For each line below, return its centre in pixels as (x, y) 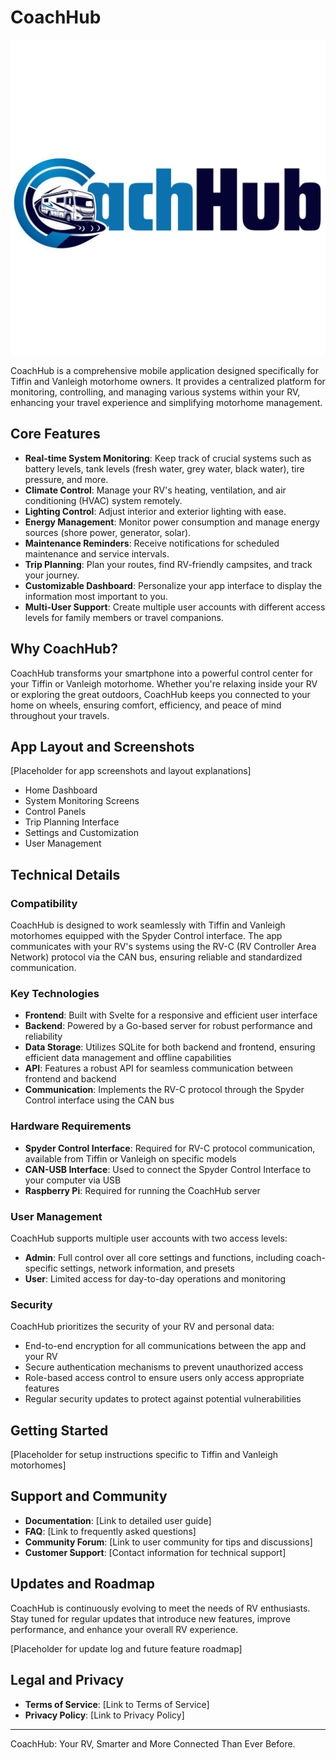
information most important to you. (96, 596)
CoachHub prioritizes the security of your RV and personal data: (142, 1327)
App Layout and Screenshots (102, 746)
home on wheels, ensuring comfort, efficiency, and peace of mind (146, 705)
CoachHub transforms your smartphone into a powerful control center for (161, 673)
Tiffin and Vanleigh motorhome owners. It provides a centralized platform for (168, 381)
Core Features (55, 434)
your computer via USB (73, 1180)
